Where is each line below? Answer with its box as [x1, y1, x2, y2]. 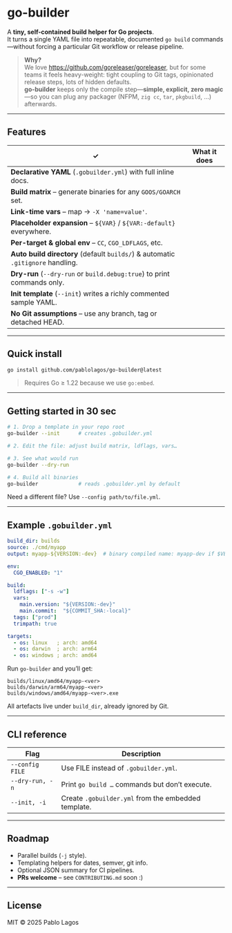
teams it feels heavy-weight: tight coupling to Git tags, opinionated [23, 70, 214, 79]
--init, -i [10, 799, 46, 806]
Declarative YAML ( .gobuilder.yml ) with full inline [10, 167, 175, 177]
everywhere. [10, 227, 52, 236]
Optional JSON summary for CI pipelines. [17, 865, 135, 874]
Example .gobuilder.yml [7, 519, 113, 531]
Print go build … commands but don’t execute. [61, 780, 212, 789]
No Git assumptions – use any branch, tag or [10, 309, 157, 318]
